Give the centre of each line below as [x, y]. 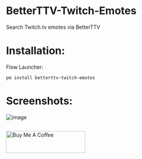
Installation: [36, 51]
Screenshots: [39, 101]
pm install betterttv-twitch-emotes [51, 77]
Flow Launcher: [25, 67]
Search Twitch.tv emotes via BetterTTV [53, 27]
